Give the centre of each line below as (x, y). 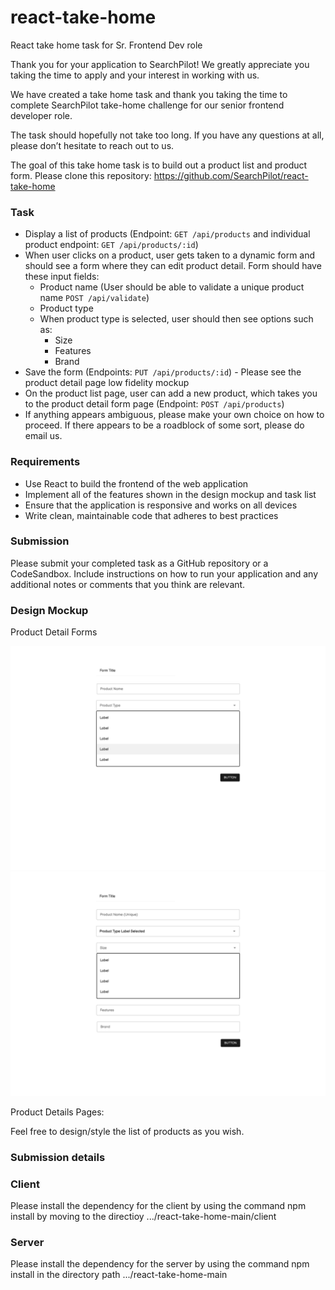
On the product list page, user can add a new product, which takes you (171, 393)
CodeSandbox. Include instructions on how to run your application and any (164, 573)
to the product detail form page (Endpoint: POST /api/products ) (154, 404)
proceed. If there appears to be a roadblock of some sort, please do (164, 425)
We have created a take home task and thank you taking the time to (149, 94)
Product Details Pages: (57, 1112)
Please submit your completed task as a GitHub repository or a (139, 563)
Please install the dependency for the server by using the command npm (160, 1264)
